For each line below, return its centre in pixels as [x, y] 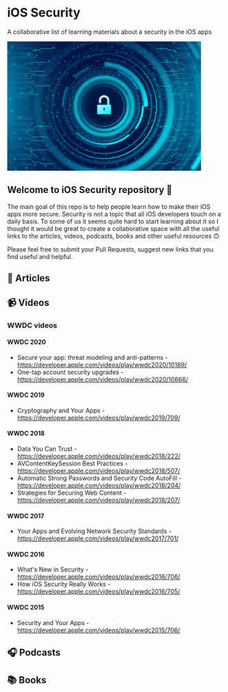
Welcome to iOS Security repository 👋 [90, 190]
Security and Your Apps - [53, 622]
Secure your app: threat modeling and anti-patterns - [92, 357]
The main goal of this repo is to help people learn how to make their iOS [109, 206]
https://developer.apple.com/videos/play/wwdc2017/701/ [98, 538]
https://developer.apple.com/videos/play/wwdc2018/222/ [99, 456]
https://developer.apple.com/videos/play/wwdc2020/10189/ [102, 365]
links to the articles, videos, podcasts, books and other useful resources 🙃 [114, 236]
